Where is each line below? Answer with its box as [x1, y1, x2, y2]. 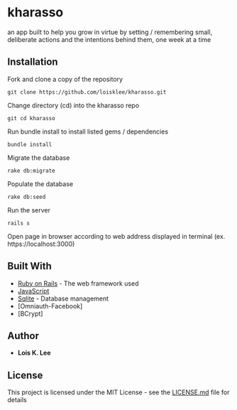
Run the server [7, 205, 51, 214]
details [7, 396, 27, 404]
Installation [7, 56, 58, 68]
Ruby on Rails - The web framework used [17, 279, 139, 288]
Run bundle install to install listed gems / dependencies [7, 127, 169, 136]
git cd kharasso [7, 114, 55, 122]
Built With [7, 260, 52, 272]
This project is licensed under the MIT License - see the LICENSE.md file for [7, 388, 230, 396]
